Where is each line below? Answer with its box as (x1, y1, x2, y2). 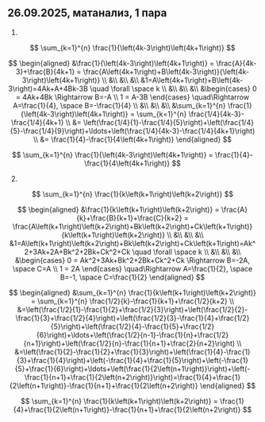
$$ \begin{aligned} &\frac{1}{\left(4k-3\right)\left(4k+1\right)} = (8, 58, 215, 68)
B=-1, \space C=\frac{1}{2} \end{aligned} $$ (60, 272, 205, 282)
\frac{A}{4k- (216, 58, 257, 68)
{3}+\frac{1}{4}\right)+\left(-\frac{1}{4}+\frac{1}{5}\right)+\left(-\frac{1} (16, 355, 249, 365)
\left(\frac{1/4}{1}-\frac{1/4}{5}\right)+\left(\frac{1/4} (83, 117, 255, 127)
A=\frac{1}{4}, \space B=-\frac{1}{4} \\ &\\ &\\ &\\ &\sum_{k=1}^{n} (13, 100, 227, 110)
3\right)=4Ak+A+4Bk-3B (8, 84, 89, 93)
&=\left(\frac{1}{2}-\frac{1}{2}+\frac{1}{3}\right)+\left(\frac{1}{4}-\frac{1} (14, 346, 251, 357)
